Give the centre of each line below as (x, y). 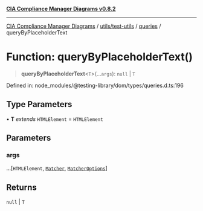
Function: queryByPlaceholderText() (100, 57)
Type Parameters (39, 104)
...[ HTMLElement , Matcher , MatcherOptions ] (57, 168)
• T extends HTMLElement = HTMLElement (55, 119)
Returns (22, 187)
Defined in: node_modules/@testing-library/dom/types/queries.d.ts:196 (95, 85)
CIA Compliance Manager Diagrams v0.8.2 (61, 9)
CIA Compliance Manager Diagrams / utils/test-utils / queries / (84, 26)
